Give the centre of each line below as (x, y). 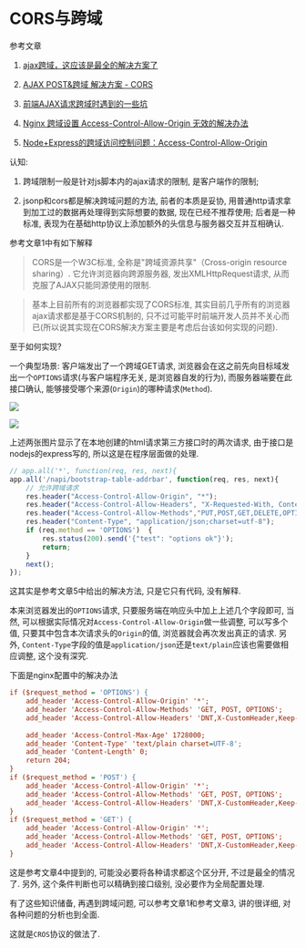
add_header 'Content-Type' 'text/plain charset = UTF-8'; (134, 744)
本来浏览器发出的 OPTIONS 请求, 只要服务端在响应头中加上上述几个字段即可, (147, 611)
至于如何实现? (36, 346)
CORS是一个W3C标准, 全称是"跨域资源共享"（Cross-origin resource (159, 262)
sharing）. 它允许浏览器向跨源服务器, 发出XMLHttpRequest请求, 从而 (160, 273)
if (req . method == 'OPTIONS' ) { (89, 531)
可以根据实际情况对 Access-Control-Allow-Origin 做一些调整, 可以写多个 (155, 622)
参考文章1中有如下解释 (51, 242)
